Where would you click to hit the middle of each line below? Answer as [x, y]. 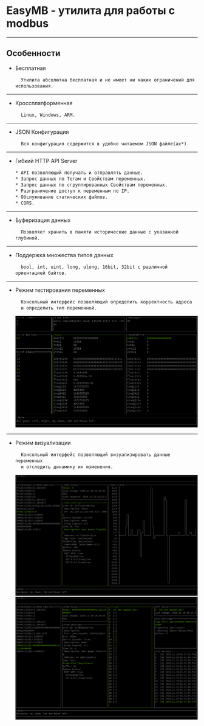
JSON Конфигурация [42, 132]
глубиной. [28, 238]
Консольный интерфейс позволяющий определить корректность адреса [107, 302]
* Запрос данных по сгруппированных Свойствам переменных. [91, 185]
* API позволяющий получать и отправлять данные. [79, 173]
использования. [34, 86]
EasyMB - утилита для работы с [90, 11]
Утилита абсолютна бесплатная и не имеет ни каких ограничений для [108, 80]
